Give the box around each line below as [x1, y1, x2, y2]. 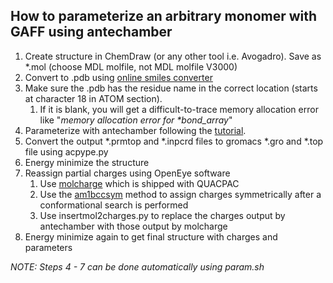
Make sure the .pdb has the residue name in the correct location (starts [24, 82, 318, 94]
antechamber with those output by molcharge [39, 220, 228, 232]
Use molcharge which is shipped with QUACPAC [39, 177, 240, 189]
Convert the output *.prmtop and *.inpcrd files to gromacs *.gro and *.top [24, 135, 324, 147]
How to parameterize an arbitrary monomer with [10, 8, 318, 25]
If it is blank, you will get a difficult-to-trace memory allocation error [39, 103, 319, 115]
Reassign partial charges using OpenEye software [24, 167, 231, 179]
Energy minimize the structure [24, 156, 150, 168]
